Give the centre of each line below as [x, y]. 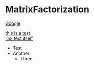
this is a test [18, 33]
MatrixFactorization [47, 9]
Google [13, 23]
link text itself [19, 38]
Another [21, 53]
